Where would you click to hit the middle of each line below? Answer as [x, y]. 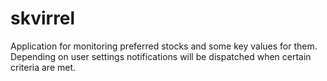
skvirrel [43, 18]
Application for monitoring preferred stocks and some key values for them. [164, 46]
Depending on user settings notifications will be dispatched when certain [161, 56]
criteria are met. [43, 67]
